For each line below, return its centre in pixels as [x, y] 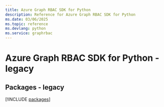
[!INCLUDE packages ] [28, 99]
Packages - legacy [35, 87]
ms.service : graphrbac [29, 33]
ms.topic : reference [27, 24]
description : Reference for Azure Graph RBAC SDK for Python [70, 15]
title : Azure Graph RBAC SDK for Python [48, 10]
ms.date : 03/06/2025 [27, 19]
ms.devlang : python [26, 29]
